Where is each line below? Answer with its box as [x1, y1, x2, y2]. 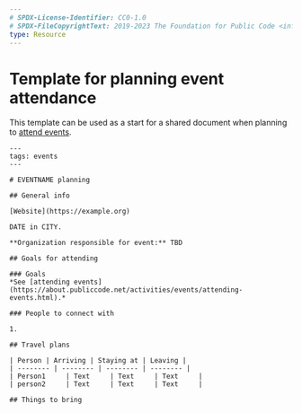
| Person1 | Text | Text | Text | [9, 372, 203, 382]
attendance [9, 87, 97, 108]
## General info [9, 191, 70, 200]
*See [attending [9, 277, 70, 287]
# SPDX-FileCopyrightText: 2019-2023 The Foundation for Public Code [9, 22, 276, 31]
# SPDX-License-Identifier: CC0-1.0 [9, 13, 147, 22]
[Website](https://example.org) [9, 207, 130, 216]
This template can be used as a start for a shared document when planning [9, 118, 288, 128]
